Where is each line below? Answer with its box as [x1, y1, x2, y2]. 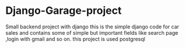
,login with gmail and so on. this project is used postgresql [5, 35, 145, 42]
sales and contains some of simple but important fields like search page [5, 29, 179, 36]
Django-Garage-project [5, 4, 122, 17]
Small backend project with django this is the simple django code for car [5, 23, 179, 30]
